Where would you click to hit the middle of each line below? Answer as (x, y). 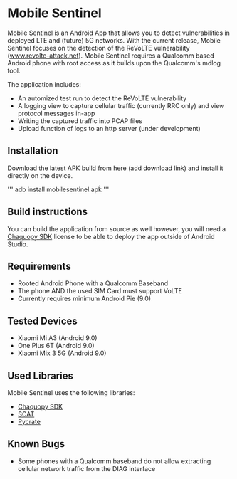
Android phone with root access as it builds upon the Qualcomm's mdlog (114, 63)
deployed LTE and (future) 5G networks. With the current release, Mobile (114, 40)
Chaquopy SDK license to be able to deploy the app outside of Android (111, 236)
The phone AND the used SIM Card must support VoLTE (100, 291)
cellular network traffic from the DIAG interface (86, 468)
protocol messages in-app (56, 113)
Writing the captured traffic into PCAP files (80, 121)
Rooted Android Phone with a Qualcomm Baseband (93, 283)
